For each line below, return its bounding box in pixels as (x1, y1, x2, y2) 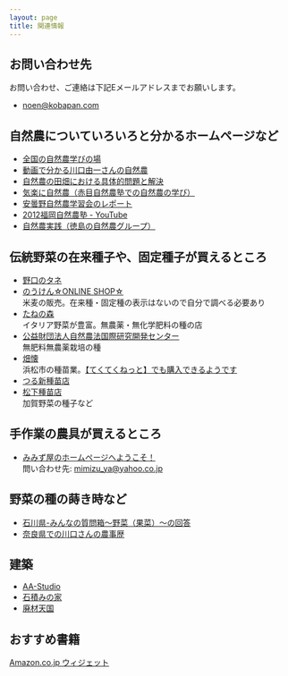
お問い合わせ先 (9, 56, 92, 72)
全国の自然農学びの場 (21, 154, 101, 165)
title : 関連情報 (9, 21, 64, 30)
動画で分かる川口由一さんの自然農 (21, 165, 148, 175)
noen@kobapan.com (21, 100, 100, 111)
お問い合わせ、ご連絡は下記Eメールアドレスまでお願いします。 (9, 82, 241, 93)
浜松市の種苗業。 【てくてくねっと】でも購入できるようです (21, 364, 238, 375)
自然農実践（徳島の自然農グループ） (21, 221, 156, 232)
